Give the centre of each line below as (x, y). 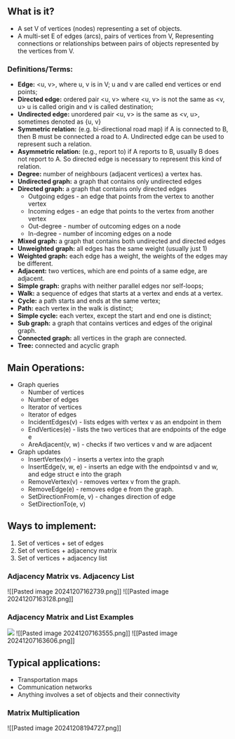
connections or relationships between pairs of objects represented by (118, 43)
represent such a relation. (54, 144)
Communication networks (55, 687)
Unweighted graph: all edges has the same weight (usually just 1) (112, 249)
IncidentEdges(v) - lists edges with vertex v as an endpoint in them (125, 421)
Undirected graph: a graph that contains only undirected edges (109, 181)
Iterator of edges (52, 414)
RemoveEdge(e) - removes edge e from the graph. (101, 489)
